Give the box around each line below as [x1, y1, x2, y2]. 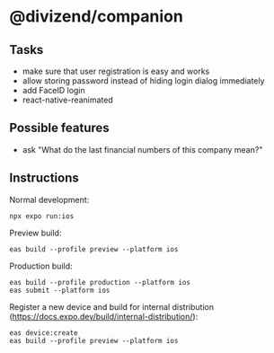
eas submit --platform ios [9, 286, 110, 295]
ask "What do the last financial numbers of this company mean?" [22, 144, 263, 154]
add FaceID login [22, 85, 85, 95]
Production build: [9, 260, 74, 271]
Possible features [9, 120, 110, 136]
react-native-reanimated [22, 94, 114, 105]
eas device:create [9, 328, 78, 338]
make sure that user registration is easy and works [22, 66, 210, 76]
